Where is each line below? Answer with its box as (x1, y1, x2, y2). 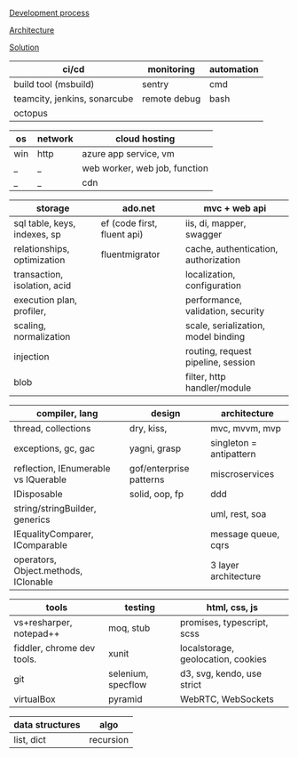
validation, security (184, 305, 264, 317)
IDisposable (13, 488, 63, 500)
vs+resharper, (13, 616, 73, 628)
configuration (184, 279, 242, 292)
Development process (9, 8, 90, 18)
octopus (13, 107, 49, 119)
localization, (184, 269, 236, 280)
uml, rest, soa (209, 508, 267, 519)
